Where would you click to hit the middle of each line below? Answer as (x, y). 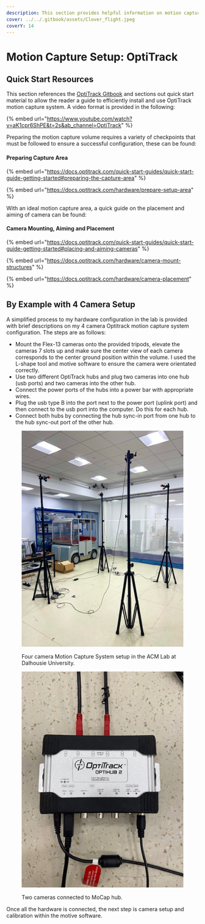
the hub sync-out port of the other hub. (65, 422)
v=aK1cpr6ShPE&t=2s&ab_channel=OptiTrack (64, 125)
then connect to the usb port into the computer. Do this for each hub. (102, 409)
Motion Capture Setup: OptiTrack (92, 57)
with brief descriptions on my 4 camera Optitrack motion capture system (98, 326)
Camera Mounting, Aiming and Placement (60, 229)
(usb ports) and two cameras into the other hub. (75, 383)
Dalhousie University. (48, 663)
